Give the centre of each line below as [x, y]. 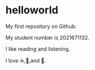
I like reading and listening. [38, 49]
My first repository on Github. [41, 26]
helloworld [32, 10]
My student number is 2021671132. [48, 37]
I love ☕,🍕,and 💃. [26, 60]
